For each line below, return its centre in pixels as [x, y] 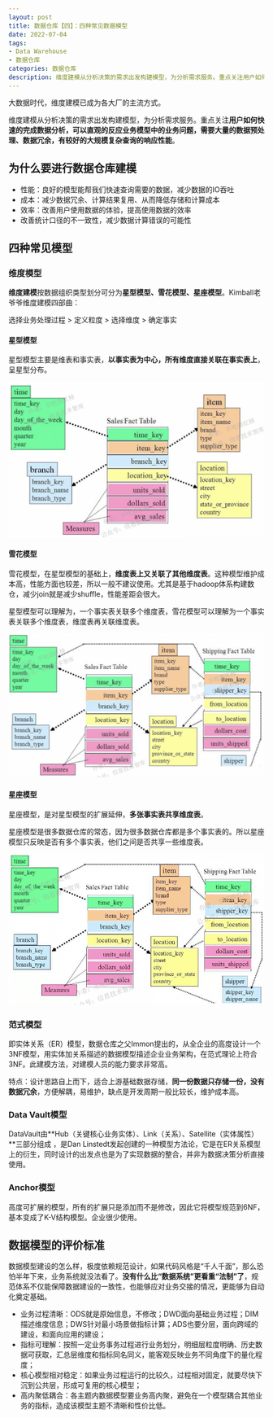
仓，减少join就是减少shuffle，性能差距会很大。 [87, 593]
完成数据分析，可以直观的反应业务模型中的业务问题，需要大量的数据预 [140, 129]
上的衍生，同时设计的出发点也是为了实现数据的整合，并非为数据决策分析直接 [136, 1154]
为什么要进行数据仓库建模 [72, 168]
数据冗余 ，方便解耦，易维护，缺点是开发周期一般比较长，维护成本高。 [126, 1092]
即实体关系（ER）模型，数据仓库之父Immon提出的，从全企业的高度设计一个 [135, 1044]
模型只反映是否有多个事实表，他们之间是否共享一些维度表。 [108, 842]
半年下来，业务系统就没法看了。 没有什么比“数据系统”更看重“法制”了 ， [133, 1276]
